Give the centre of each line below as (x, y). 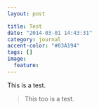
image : (17, 59)
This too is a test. (49, 99)
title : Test (25, 26)
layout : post (26, 14)
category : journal (34, 39)
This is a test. (27, 85)
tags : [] (20, 52)
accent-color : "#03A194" (44, 46)
